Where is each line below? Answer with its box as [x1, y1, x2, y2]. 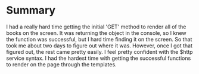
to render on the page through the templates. [6, 60, 117, 68]
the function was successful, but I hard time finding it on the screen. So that [6, 36, 192, 43]
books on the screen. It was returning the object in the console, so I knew [6, 29, 186, 36]
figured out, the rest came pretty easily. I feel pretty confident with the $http [6, 48, 193, 55]
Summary [6, 4, 55, 17]
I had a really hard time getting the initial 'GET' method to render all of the [6, 23, 186, 30]
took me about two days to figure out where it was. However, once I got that [6, 42, 192, 49]
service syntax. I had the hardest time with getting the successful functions [6, 54, 191, 62]
